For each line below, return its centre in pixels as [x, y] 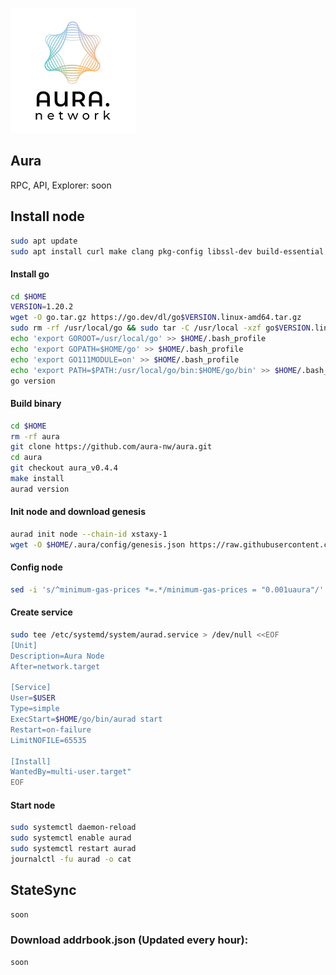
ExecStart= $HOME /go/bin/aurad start [86, 719]
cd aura [26, 458]
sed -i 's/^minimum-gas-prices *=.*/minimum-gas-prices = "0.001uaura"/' [167, 589]
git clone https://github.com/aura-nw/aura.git [111, 447]
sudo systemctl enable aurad [71, 838]
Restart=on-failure [51, 729]
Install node [47, 216]
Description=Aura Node [57, 656]
